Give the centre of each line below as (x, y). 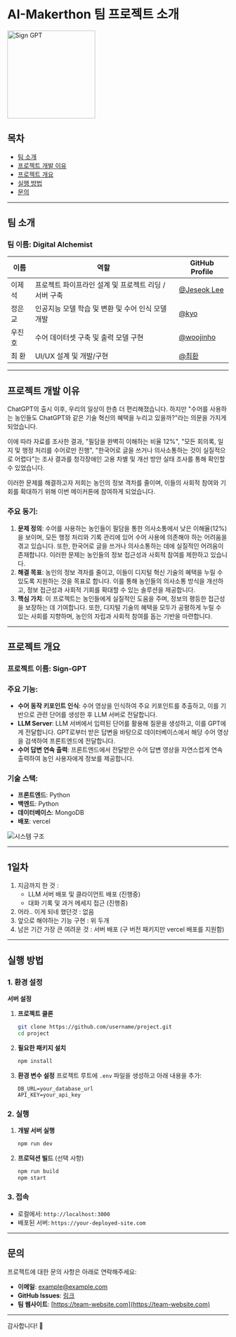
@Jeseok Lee (201, 290)
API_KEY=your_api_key (49, 1095)
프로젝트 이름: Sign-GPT (47, 668)
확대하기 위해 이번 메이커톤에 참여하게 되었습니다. (88, 492)
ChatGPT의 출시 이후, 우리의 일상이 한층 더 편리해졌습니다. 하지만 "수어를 (108, 409)
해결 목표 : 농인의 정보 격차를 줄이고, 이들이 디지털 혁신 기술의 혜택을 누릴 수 (120, 572)
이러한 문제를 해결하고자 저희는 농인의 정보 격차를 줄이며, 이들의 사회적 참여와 (113, 483)
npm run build (38, 1171)
